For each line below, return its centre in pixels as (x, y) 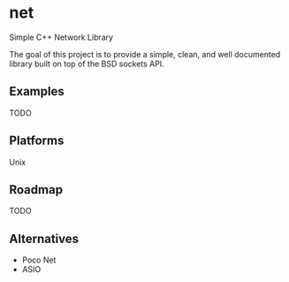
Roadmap (36, 190)
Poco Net (39, 260)
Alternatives (44, 238)
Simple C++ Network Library (61, 37)
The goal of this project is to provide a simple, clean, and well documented (145, 54)
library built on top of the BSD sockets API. (87, 64)
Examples (37, 91)
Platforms (37, 141)
